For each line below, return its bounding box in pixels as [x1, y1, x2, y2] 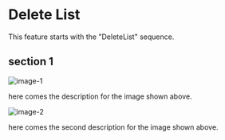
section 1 [8, 55, 53, 68]
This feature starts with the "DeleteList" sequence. [8, 32, 175, 41]
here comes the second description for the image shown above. [8, 122, 219, 132]
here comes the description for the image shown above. [8, 91, 193, 101]
